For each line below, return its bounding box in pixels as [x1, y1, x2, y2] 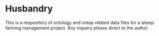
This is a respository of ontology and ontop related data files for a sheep [5, 19, 154, 25]
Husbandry [5, 3, 53, 14]
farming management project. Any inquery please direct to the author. [5, 24, 149, 30]
